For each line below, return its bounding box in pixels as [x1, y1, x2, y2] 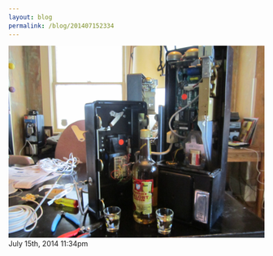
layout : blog [8, 13, 53, 21]
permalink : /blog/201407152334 [8, 21, 115, 30]
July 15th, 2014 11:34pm [8, 238, 89, 248]
